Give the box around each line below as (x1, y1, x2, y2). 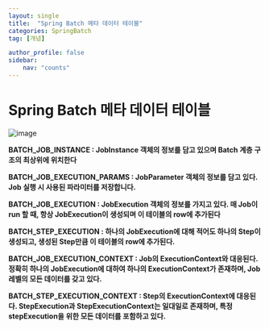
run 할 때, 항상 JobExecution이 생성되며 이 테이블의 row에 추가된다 (8, 209, 221, 219)
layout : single (8, 11, 60, 20)
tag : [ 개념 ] (8, 34, 46, 43)
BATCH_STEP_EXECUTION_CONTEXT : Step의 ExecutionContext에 (8, 291, 235, 301)
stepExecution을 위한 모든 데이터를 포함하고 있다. (8, 311, 167, 321)
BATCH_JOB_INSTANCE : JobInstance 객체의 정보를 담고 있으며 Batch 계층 (8, 144, 253, 154)
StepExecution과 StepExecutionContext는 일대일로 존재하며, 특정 (19, 301, 234, 310)
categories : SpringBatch (8, 27, 92, 35)
